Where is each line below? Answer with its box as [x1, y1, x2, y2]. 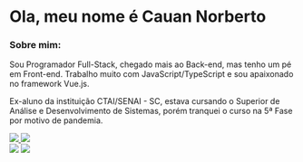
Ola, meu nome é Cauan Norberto [9, 6, 267, 27]
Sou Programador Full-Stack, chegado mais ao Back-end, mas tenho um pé [9, 59, 292, 70]
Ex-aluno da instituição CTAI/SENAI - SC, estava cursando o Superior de [9, 96, 280, 107]
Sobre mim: [9, 39, 62, 52]
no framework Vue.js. [9, 79, 90, 90]
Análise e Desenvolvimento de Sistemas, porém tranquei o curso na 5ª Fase [9, 106, 293, 117]
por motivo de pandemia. [9, 115, 103, 126]
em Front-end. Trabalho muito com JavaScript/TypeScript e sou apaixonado [9, 69, 294, 80]
